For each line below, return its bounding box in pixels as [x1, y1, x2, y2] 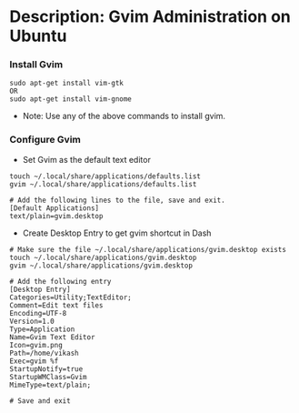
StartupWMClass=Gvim [9, 372, 88, 381]
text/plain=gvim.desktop [9, 211, 104, 220]
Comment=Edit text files [9, 300, 104, 310]
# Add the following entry [9, 277, 112, 286]
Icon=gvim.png [9, 340, 64, 349]
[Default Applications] [9, 203, 100, 213]
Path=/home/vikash [9, 348, 79, 358]
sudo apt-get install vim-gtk [9, 79, 125, 88]
